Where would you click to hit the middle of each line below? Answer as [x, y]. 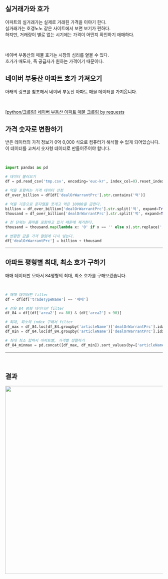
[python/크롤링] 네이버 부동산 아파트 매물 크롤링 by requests [65, 112]
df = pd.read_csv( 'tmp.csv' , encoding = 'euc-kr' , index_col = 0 [70, 181]
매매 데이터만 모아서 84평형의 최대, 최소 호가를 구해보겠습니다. [66, 275]
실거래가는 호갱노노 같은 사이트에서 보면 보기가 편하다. [58, 28]
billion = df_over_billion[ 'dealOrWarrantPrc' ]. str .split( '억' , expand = [82, 209]
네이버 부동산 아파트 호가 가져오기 [54, 78]
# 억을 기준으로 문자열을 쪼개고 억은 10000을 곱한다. [53, 204]
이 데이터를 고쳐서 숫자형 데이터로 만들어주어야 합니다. [58, 148]
